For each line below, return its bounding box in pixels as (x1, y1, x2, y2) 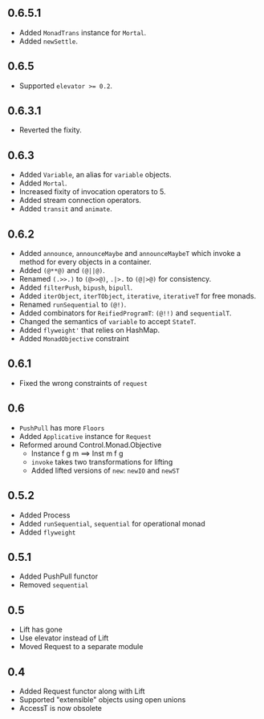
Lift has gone (18, 625, 63, 635)
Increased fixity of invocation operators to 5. (18, 187, 166, 197)
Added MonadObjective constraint (18, 334, 129, 343)
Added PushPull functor (18, 571, 98, 581)
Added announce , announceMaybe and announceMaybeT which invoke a (18, 249, 242, 258)
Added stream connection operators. (18, 196, 142, 205)
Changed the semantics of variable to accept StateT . (18, 317, 197, 327)
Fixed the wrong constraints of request (18, 378, 148, 388)
